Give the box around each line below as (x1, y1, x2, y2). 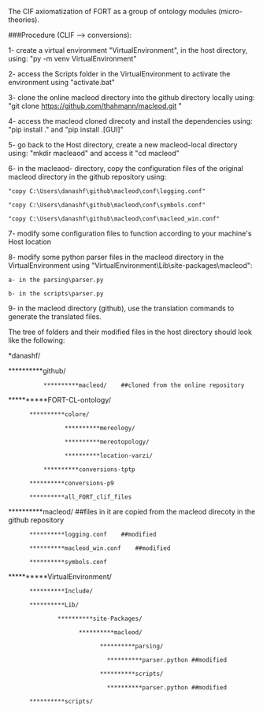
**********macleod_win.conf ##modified (28, 544, 171, 552)
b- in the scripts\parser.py (8, 290, 104, 298)
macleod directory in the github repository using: (8, 173, 167, 181)
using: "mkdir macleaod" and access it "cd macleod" (8, 149, 180, 158)
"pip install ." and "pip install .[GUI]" (8, 125, 124, 134)
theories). (8, 15, 39, 24)
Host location (8, 237, 52, 247)
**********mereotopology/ (64, 438, 150, 446)
